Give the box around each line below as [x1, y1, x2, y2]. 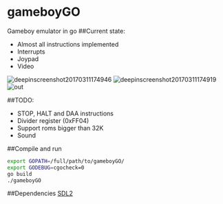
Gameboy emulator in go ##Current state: [7, 27, 126, 35]
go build [7, 170, 32, 177]
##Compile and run [7, 144, 62, 152]
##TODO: [7, 95, 34, 104]
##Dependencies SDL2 [7, 190, 74, 198]
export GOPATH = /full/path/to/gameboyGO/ [7, 157, 125, 165]
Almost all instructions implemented [17, 40, 119, 48]
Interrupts [17, 47, 45, 56]
